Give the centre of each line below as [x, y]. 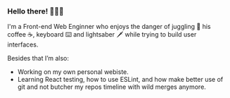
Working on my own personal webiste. [73, 72]
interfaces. [23, 44]
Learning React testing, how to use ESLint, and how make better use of [120, 80]
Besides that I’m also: [38, 59]
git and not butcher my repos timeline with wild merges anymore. [111, 87]
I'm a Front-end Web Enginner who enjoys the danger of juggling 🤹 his [109, 27]
